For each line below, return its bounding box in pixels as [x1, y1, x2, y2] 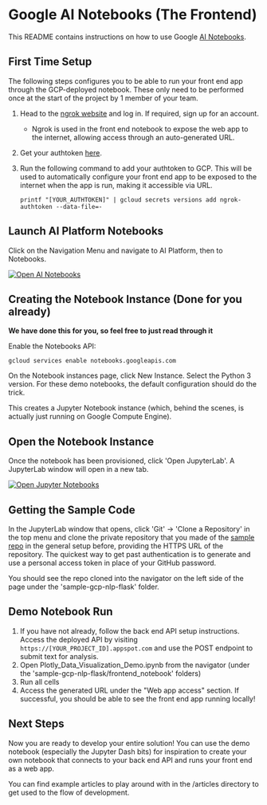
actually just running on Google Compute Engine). [8, 412, 172, 422]
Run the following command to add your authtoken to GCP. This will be [19, 163, 253, 173]
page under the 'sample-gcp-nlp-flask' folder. [8, 582, 159, 591]
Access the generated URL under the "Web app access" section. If [19, 685, 240, 695]
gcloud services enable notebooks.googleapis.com [8, 357, 177, 365]
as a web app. [8, 764, 54, 773]
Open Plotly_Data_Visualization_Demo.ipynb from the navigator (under [19, 660, 250, 670]
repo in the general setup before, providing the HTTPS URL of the [8, 541, 224, 551]
